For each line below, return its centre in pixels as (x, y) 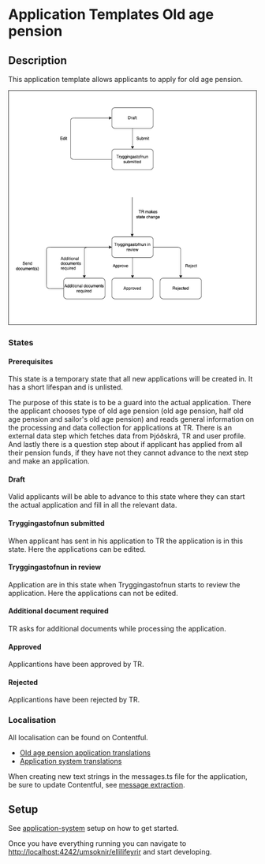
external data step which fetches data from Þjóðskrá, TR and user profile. (127, 436)
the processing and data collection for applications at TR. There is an (120, 428)
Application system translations (71, 761)
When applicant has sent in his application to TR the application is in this (125, 541)
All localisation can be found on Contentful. (78, 737)
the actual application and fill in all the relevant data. (93, 505)
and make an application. (49, 461)
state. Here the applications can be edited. (77, 549)
